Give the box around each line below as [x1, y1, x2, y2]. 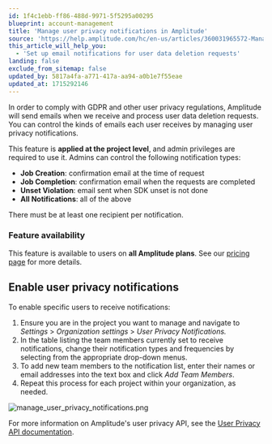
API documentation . [8, 427, 74, 437]
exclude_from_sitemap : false [8, 65, 107, 73]
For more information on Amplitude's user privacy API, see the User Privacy [8, 418, 261, 428]
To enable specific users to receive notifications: [8, 302, 171, 312]
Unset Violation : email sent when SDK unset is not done [19, 185, 209, 195]
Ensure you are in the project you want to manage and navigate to [19, 317, 240, 327]
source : [8, 34, 35, 43]
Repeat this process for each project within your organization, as [19, 378, 236, 388]
